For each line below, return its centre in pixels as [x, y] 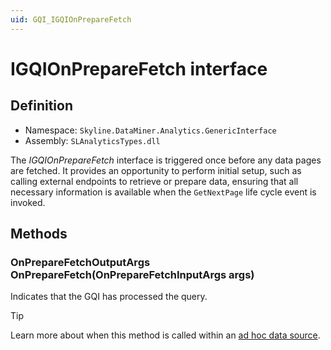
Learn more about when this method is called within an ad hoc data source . [165, 335]
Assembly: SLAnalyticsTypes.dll [92, 140]
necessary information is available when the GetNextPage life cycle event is [163, 192]
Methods [39, 234]
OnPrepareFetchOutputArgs [80, 262]
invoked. [28, 202]
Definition [41, 106]
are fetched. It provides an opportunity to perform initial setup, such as [156, 170]
